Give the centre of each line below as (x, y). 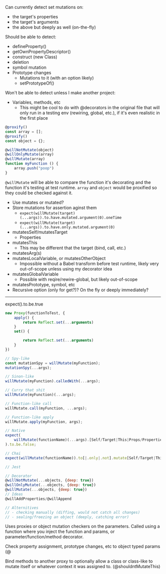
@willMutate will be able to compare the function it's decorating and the (78, 182)
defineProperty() (29, 46)
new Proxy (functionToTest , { (35, 313)
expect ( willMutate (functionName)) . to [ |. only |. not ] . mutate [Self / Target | (80, 458)
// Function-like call (28, 403)
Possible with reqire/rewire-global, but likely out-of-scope (79, 279)
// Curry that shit (25, 390)
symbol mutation (29, 67)
